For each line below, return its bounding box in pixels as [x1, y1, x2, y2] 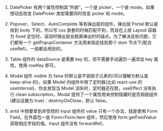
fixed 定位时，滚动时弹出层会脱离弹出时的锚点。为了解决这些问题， [15, 34, 153, 39]
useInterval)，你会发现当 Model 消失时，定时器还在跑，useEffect [9, 86, 142, 91]
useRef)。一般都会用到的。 [9, 46, 65, 51]
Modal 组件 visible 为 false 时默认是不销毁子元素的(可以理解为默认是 [9, 73, 149, 79]
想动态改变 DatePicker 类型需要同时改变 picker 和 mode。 [9, 10, 127, 16]
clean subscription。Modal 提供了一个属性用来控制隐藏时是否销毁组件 [15, 91, 158, 97]
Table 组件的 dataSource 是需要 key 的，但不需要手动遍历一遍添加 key [9, 56, 153, 62]
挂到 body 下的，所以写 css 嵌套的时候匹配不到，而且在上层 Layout [9, 27, 147, 33]
